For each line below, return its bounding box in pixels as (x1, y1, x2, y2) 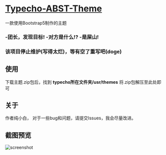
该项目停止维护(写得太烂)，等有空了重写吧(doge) (5, 48, 122, 55)
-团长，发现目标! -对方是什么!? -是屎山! (5, 33, 99, 40)
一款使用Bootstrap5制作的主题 (5, 20, 67, 26)
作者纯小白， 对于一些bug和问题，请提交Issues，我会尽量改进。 (5, 115, 136, 121)
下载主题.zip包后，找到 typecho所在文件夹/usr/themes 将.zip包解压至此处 (5, 79, 157, 85)
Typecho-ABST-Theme (5, 3, 103, 14)
